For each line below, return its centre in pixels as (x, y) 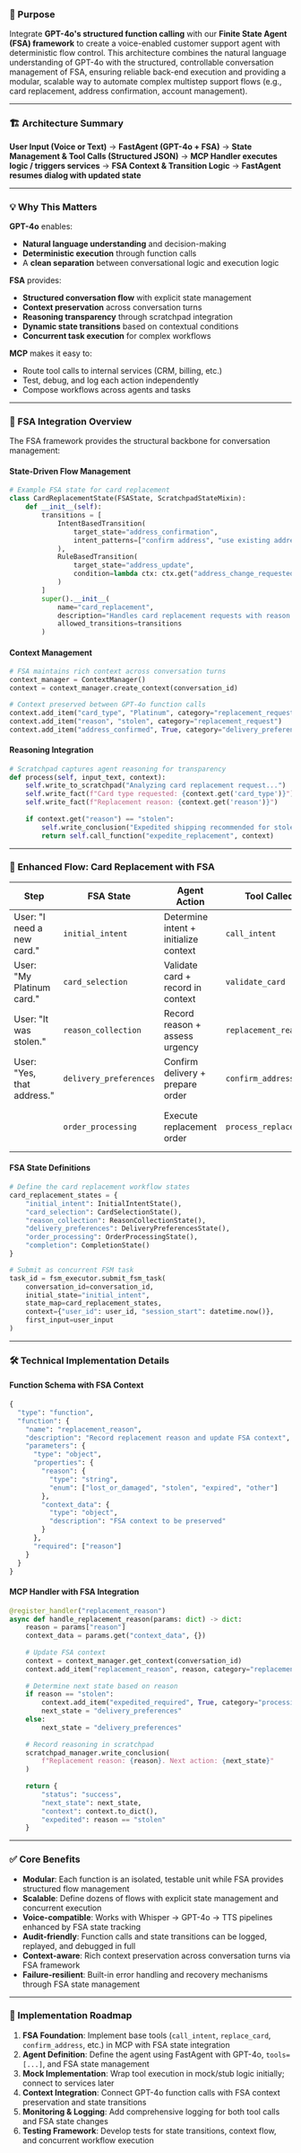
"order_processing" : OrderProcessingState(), (112, 1237)
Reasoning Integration (52, 750)
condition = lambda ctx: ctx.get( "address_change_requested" (185, 574)
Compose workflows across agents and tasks (106, 389)
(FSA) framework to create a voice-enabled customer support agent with (145, 43)
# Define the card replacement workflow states (100, 1187)
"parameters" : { (56, 1446)
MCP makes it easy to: (51, 353)
